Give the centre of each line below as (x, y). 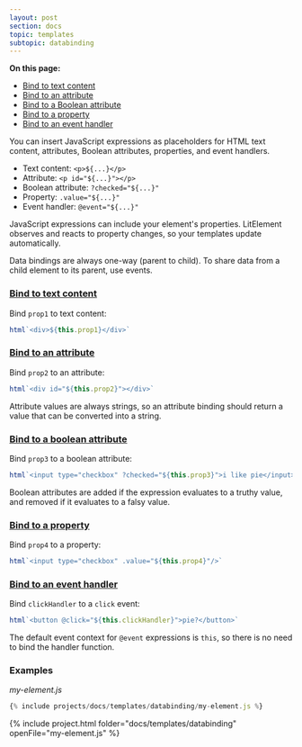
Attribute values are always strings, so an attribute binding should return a (146, 406)
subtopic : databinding (52, 43)
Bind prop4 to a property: (55, 544)
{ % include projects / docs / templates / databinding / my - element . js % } (136, 706)
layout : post (34, 18)
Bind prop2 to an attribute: (57, 372)
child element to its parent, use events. (81, 270)
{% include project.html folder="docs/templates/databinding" (123, 724)
